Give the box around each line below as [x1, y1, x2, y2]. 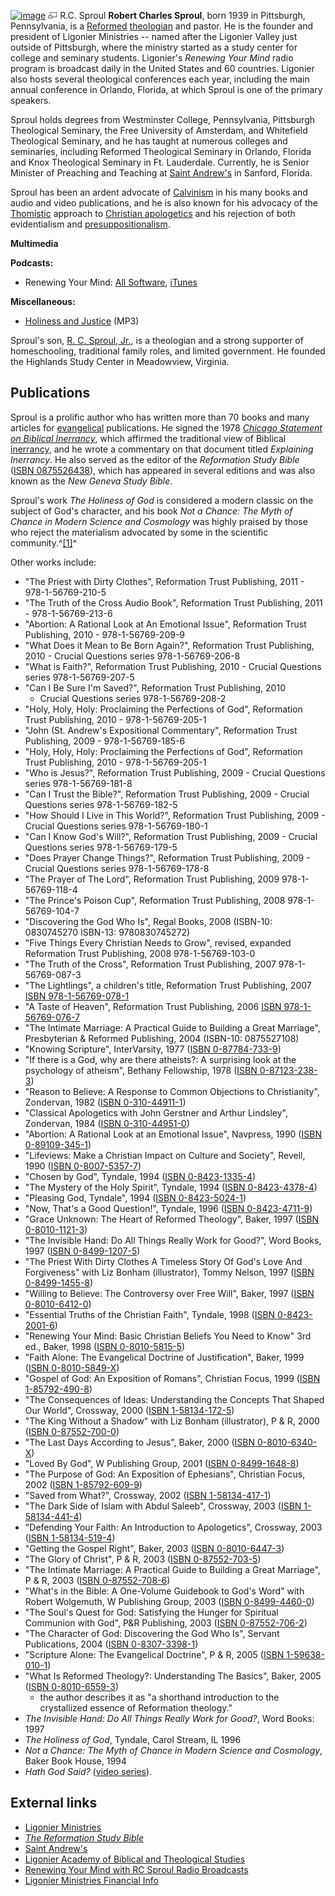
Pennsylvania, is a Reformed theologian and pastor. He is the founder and [10, 20, 314, 32]
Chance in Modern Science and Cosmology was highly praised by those [10, 515, 308, 527]
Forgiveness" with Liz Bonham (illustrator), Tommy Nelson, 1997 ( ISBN [24, 1266, 315, 1278]
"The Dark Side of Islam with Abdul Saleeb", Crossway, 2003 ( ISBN [24, 1500, 302, 1512]
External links [10, 1795, 98, 1812]
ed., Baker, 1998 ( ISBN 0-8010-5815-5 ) [24, 1340, 186, 1352]
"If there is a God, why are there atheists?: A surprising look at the [24, 1053, 297, 1065]
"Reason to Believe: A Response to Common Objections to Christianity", [24, 1085, 320, 1097]
